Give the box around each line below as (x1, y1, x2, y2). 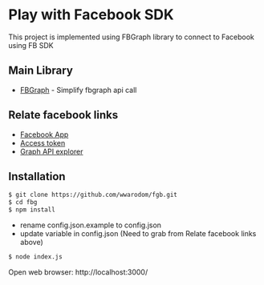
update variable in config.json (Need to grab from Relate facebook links (19, 229, 257, 238)
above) (19, 238, 44, 247)
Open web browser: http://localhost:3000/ (8, 267, 148, 277)
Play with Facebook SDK (8, 6, 174, 24)
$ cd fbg (8, 199, 38, 207)
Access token (19, 138, 66, 147)
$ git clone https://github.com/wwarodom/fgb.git (8, 191, 178, 199)
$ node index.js (8, 253, 63, 261)
